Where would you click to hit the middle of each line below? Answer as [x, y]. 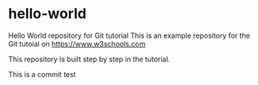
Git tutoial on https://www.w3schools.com [77, 43]
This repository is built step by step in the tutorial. [89, 59]
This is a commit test [42, 74]
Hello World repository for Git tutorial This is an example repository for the [129, 35]
